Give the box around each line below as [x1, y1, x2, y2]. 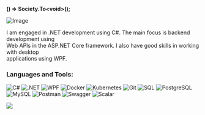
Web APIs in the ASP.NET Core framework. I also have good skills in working [6, 42, 199, 49]
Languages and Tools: [6, 70, 73, 78]
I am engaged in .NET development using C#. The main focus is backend [6, 29, 190, 36]
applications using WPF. [6, 55, 67, 62]
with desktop [6, 48, 39, 56]
